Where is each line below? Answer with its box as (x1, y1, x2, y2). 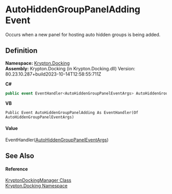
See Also (5, 151, 34, 160)
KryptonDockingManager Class (5, 177, 72, 183)
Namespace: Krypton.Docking (5, 60, 70, 66)
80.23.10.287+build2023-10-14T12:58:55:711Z (5, 71, 101, 77)
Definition (5, 46, 37, 55)
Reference (5, 166, 28, 172)
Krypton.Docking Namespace (5, 183, 68, 189)
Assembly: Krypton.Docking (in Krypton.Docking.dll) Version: (5, 65, 136, 71)
